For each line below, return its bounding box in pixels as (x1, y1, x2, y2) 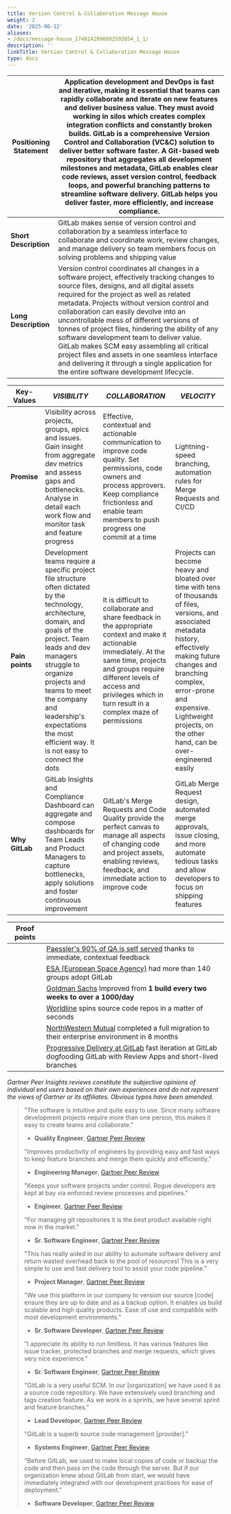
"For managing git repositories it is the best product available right (23, 1215, 212, 1224)
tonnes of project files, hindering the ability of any (58, 323, 219, 333)
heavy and (175, 565, 210, 575)
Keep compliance (102, 489, 159, 499)
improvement (44, 904, 88, 913)
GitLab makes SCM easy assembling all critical (58, 341, 208, 350)
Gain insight (44, 441, 84, 451)
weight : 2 (7, 17, 36, 23)
